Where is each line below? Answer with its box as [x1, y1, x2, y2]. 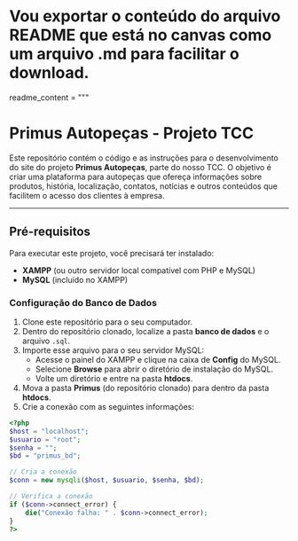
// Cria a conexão [9, 467, 77, 476]
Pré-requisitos [9, 224, 91, 239]
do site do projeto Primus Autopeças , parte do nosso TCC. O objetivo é [9, 161, 272, 172]
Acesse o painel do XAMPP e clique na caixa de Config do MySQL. [35, 354, 281, 365]
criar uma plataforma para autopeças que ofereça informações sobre [9, 171, 263, 182]
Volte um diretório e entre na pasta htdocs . [35, 372, 193, 383]
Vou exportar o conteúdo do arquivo [9, 6, 281, 27]
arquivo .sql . [21, 335, 71, 346]
